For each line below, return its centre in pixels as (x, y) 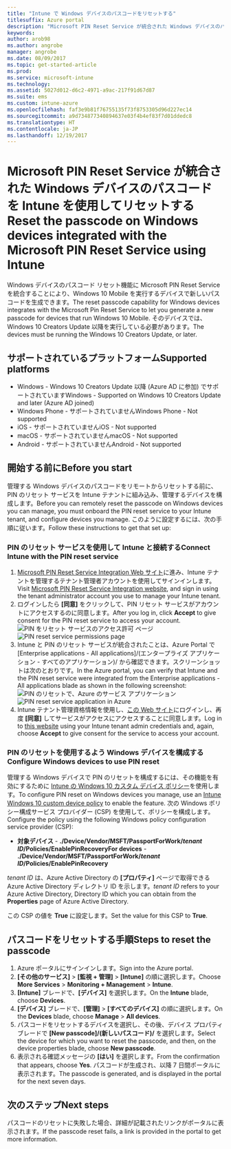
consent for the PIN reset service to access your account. (99, 620)
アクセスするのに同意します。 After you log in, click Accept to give (123, 613)
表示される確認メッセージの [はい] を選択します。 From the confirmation (118, 1057)
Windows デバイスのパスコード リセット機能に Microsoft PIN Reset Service (114, 285)
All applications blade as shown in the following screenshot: (102, 686)
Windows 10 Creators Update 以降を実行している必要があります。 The (106, 327)
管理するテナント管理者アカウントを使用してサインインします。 (125, 581)
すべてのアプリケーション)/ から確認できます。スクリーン (122, 662)
